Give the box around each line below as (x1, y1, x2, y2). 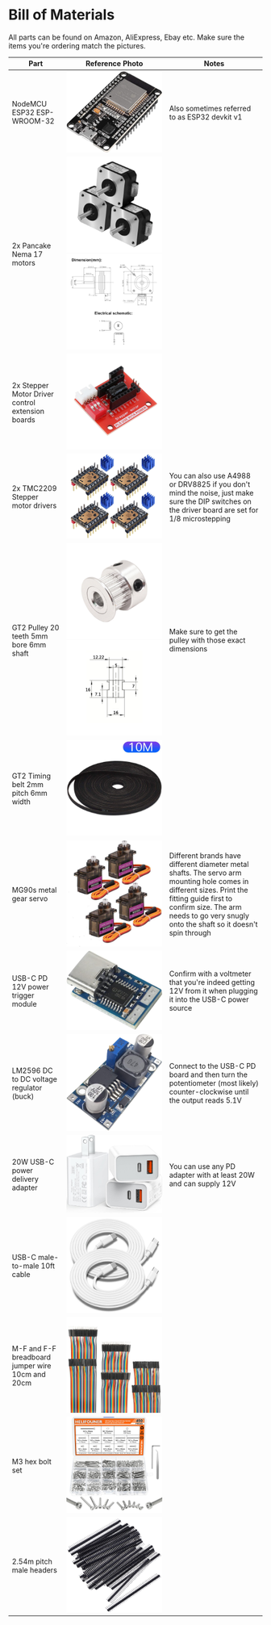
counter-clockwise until (169, 1087, 249, 1097)
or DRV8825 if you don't (169, 479, 251, 489)
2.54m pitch (11, 1556, 52, 1566)
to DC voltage (11, 1074, 58, 1083)
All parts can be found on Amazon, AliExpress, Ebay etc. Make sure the (8, 32, 244, 42)
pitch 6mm (11, 789, 48, 798)
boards (11, 414, 35, 425)
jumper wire (11, 1360, 52, 1370)
